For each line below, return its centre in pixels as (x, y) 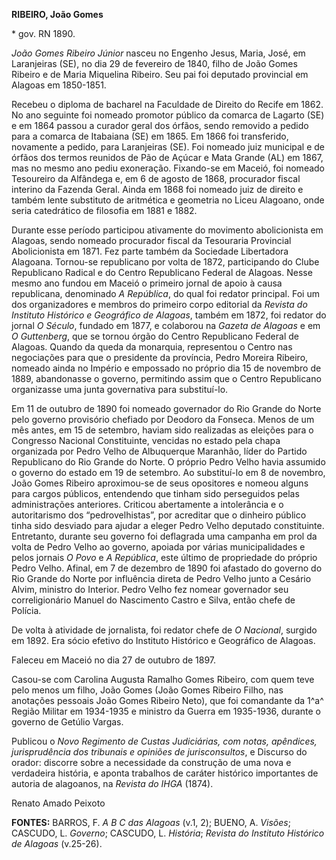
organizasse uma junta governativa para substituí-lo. (120, 389)
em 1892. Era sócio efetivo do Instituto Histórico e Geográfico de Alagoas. (163, 640)
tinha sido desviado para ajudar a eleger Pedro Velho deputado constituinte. (168, 525)
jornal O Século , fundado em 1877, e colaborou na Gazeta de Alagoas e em (166, 325)
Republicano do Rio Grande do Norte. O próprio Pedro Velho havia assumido (168, 462)
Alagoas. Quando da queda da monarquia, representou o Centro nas (152, 347)
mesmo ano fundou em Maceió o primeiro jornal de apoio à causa (147, 283)
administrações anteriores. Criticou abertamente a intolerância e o (147, 504)
